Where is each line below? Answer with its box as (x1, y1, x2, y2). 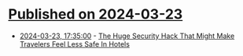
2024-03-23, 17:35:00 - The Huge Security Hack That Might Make (19, 31, 235, 40)
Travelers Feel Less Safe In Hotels (19, 39, 130, 48)
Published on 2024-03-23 (8, 5, 183, 23)
